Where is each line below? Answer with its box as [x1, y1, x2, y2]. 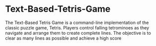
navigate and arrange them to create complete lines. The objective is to [5, 30, 152, 36]
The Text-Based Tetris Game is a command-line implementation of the [5, 20, 149, 25]
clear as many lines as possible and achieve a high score [5, 35, 122, 41]
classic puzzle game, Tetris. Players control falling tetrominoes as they [5, 24, 150, 30]
